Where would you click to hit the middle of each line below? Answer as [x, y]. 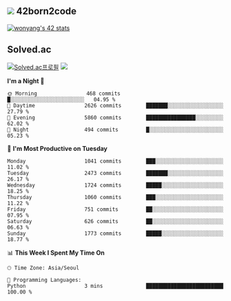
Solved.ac [29, 50]
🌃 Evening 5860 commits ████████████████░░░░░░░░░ [115, 117]
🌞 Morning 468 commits [64, 93]
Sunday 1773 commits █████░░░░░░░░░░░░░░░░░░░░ [115, 233]
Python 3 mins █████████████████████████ [115, 286]
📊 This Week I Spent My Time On [56, 252]
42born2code [47, 11]
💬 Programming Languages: [44, 280]
